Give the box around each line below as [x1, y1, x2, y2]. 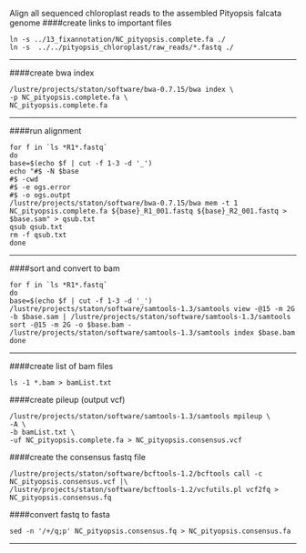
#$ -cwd [9, 175, 39, 184]
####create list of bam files [9, 361, 114, 371]
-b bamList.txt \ [9, 427, 76, 437]
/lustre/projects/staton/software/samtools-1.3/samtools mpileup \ [9, 412, 271, 421]
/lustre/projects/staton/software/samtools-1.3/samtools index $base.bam [9, 328, 296, 337]
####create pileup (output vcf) [9, 395, 126, 405]
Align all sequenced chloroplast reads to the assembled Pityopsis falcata [9, 8, 282, 18]
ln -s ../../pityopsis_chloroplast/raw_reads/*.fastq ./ [9, 43, 234, 52]
